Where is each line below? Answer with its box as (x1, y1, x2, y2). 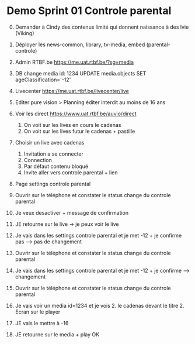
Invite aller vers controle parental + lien (23, 168, 119, 176)
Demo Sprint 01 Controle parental (6, 4, 172, 18)
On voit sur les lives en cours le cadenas (23, 121, 121, 128)
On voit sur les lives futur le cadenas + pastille (23, 128, 135, 135)
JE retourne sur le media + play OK (15, 331, 100, 338)
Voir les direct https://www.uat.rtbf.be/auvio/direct (15, 110, 137, 117)
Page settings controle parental (15, 180, 91, 187)
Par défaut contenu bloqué (23, 163, 89, 170)
